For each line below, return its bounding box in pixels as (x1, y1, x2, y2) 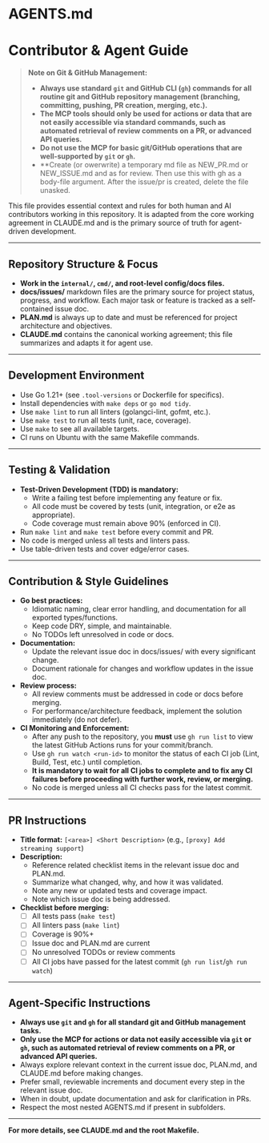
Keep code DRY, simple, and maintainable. (31, 621, 172, 631)
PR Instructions (8, 813, 86, 827)
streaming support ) (19, 844, 84, 853)
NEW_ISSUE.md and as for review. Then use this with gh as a (39, 169, 242, 178)
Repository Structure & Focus (8, 257, 159, 271)
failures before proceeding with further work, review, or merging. (31, 774, 254, 784)
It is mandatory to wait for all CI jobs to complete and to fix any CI (31, 766, 253, 776)
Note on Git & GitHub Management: (27, 68, 148, 78)
